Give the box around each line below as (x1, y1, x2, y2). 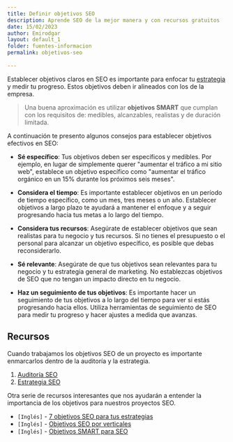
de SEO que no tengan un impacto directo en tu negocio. (17, 274, 181, 283)
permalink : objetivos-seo (7, 50, 82, 57)
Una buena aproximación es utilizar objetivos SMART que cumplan (24, 103, 218, 112)
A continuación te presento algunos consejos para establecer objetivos (7, 131, 212, 140)
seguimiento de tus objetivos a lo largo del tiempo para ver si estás (17, 295, 210, 304)
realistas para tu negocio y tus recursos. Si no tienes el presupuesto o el (17, 231, 225, 240)
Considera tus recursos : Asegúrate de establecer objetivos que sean (17, 224, 218, 233)
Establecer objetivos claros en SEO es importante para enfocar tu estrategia (7, 75, 225, 83)
